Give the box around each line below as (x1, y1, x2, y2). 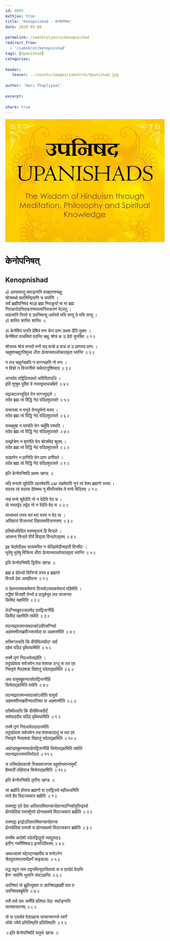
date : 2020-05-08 (5, 24, 42, 29)
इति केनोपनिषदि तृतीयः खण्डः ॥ (5, 777, 55, 783)
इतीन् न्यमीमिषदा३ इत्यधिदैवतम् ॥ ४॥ (5, 841, 64, 847)
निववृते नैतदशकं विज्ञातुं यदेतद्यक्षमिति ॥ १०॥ (5, 735, 76, 741)
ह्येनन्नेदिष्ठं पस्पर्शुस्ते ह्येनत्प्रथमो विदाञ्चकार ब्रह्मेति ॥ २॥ (5, 809, 93, 815)
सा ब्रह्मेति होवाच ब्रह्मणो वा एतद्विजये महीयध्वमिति (5, 787, 79, 793)
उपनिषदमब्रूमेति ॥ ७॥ (5, 888, 39, 894)
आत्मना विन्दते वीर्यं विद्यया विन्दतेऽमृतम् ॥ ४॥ (5, 534, 76, 540)
